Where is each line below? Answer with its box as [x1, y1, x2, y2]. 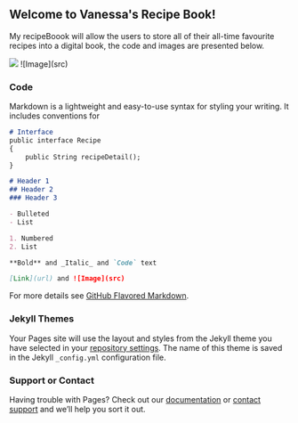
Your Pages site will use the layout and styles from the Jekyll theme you [9, 333, 273, 344]
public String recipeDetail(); [25, 152, 141, 161]
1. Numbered [9, 233, 53, 243]
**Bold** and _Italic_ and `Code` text [9, 258, 157, 267]
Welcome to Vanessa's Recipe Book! [9, 7, 216, 22]
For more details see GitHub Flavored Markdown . [9, 290, 189, 301]
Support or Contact [9, 374, 95, 386]
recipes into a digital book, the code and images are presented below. [9, 40, 265, 51]
